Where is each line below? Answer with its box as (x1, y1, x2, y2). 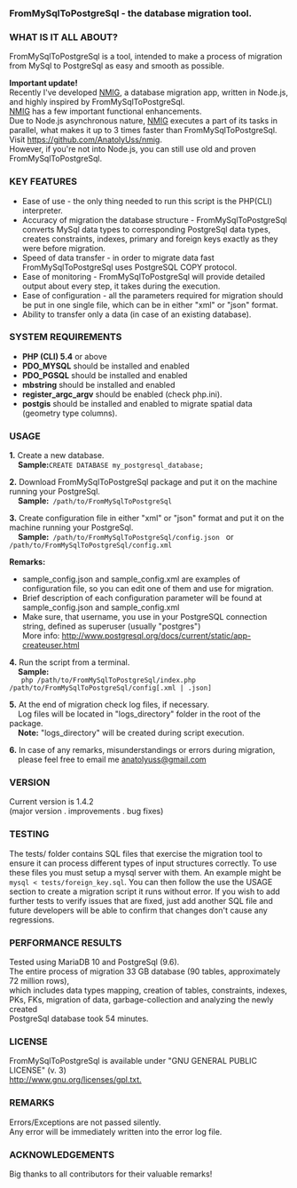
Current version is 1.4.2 (9, 796, 94, 807)
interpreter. (21, 205, 64, 216)
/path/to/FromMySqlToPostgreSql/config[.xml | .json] (9, 684, 213, 693)
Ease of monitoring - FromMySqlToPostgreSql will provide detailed (21, 271, 266, 281)
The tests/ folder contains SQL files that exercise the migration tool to (9, 848, 263, 859)
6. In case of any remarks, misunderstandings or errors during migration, (9, 745, 276, 756)
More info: (21, 630, 60, 641)
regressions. (9, 914, 55, 925)
